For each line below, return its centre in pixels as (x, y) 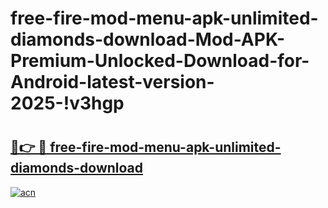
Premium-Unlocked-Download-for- (160, 61)
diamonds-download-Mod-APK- (147, 39)
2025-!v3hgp (67, 103)
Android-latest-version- (112, 82)
